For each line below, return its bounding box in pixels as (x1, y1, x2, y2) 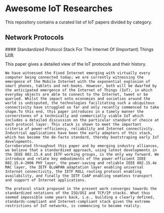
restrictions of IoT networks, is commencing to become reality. (5, 203, 141, 208)
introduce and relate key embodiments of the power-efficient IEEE (5, 156, 146, 161)
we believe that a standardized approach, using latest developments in (5, 147, 157, 152)
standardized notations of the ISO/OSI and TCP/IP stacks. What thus (5, 190, 151, 195)
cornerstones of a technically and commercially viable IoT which (5, 113, 144, 118)
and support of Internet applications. (5, 177, 87, 183)
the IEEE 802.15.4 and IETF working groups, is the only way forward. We (5, 152, 160, 157)
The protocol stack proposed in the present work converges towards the (5, 186, 157, 191)
